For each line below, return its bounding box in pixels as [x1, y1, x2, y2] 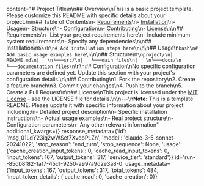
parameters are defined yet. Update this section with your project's [6, 69, 175, 76]
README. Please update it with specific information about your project [6, 102, 184, 109]
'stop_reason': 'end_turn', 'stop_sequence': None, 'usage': [35, 141, 182, 147]
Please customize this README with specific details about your [6, 12, 166, 19]
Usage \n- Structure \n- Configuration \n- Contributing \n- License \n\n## [6, 24, 183, 32]
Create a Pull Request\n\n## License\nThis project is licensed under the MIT [6, 89, 199, 95]
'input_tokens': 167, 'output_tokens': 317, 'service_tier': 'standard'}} [6, 154, 174, 161]
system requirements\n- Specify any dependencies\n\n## [6, 38, 152, 45]
